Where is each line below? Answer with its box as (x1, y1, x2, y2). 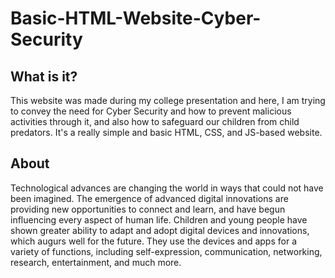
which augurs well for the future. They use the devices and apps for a (10, 235, 298, 247)
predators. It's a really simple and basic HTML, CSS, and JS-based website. (10, 127, 323, 138)
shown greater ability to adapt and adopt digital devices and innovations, (10, 224, 310, 236)
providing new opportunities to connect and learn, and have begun (10, 203, 286, 215)
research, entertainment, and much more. (10, 256, 182, 268)
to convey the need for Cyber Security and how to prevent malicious (10, 105, 292, 117)
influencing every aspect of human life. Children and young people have (10, 213, 308, 226)
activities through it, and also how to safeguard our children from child (10, 116, 300, 127)
